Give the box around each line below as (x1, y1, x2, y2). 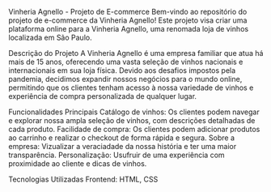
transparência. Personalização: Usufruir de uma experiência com (8, 150, 225, 160)
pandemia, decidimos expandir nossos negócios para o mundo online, (8, 75, 243, 83)
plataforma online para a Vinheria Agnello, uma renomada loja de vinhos (8, 24, 249, 33)
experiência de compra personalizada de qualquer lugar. (8, 92, 197, 100)
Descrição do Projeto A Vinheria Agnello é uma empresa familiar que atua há (8, 49, 264, 58)
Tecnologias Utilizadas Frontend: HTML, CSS (8, 174, 159, 184)
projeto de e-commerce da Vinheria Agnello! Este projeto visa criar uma (8, 15, 248, 25)
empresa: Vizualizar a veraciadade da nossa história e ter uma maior (8, 142, 237, 151)
